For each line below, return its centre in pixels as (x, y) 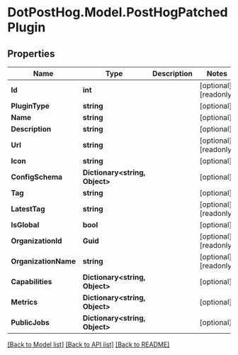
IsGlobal (25, 225)
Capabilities (32, 282)
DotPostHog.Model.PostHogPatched (118, 12)
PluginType (30, 106)
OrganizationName (44, 261)
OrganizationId (36, 241)
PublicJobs (30, 322)
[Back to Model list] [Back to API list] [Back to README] (89, 344)
